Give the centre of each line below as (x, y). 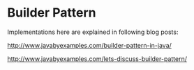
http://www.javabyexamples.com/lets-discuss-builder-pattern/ (97, 59)
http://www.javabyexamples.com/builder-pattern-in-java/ (90, 45)
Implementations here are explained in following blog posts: (93, 32)
